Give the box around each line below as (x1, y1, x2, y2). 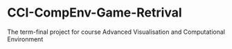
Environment (7, 35, 44, 43)
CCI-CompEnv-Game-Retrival (7, 5, 182, 21)
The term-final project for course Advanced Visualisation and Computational (7, 28, 225, 36)
